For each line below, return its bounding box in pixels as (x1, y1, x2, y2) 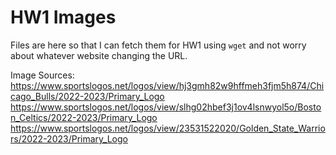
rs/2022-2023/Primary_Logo (10, 132, 128, 145)
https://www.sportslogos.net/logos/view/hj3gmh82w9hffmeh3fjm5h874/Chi (10, 79, 325, 91)
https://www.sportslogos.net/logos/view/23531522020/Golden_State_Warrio (10, 122, 326, 134)
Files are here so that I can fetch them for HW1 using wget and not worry (10, 39, 307, 51)
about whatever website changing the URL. (10, 49, 188, 61)
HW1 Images (10, 6, 117, 29)
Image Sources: (10, 69, 75, 81)
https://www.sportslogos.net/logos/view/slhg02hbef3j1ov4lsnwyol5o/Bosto (10, 101, 322, 113)
